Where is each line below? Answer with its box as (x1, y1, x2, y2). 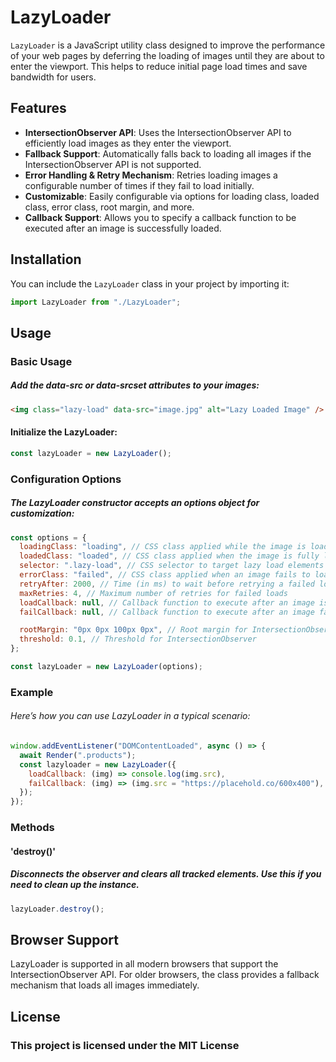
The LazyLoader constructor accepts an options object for (10, 497, 260, 509)
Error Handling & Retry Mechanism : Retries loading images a (24, 169, 278, 181)
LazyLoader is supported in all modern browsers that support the (10, 958, 279, 970)
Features (10, 100, 67, 117)
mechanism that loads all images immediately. (10, 979, 200, 991)
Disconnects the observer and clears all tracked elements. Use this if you (10, 868, 322, 880)
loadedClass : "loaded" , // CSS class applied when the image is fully (19, 551, 320, 561)
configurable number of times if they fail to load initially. (24, 179, 255, 191)
